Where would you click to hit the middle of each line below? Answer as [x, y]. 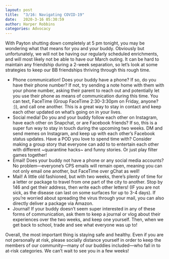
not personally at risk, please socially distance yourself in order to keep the [83, 240]
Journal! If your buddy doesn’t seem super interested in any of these [84, 209]
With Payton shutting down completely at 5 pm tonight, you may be [75, 43]
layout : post [19, 10]
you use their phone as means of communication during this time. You [85, 96]
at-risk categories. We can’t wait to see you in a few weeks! [67, 251]
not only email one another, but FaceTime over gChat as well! [76, 171]
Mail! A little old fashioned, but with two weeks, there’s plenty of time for [88, 177]
